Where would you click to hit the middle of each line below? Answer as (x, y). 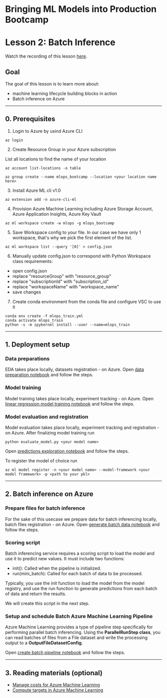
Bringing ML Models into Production (81, 9)
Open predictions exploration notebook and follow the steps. (67, 451)
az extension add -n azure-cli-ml (41, 199)
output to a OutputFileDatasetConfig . (44, 643)
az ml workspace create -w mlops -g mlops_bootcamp (60, 223)
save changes (27, 292)
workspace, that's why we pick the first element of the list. (72, 238)
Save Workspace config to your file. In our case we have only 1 (77, 232)
